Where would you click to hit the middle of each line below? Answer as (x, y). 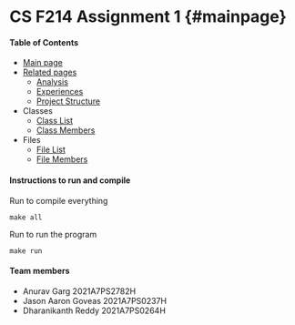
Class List (55, 121)
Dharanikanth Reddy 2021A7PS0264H (94, 310)
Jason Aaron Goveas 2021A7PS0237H (94, 300)
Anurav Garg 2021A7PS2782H (79, 291)
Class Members (66, 130)
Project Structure (68, 101)
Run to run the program (53, 234)
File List (51, 150)
